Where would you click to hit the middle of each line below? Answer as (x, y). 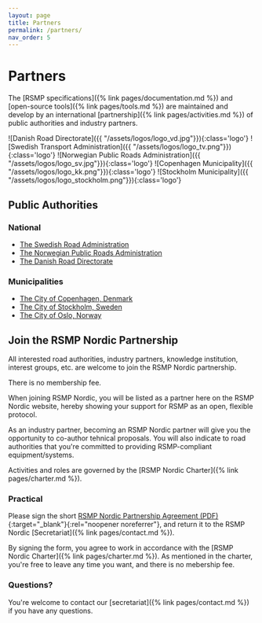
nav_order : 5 (29, 37)
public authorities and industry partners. (73, 123)
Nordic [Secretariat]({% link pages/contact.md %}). (91, 533)
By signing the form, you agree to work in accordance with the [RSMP (121, 548)
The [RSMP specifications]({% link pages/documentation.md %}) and (120, 98)
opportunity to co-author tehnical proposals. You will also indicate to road (127, 438)
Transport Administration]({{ (86, 147)
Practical (25, 499)
